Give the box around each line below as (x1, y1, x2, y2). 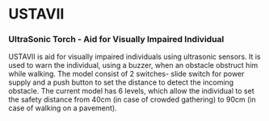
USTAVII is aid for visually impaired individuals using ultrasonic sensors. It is (8, 52, 261, 61)
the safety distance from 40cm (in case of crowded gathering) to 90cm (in (8, 94, 256, 105)
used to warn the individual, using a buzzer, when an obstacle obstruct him (8, 60, 258, 70)
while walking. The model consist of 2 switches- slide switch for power (8, 69, 245, 79)
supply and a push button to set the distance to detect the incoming (8, 77, 234, 87)
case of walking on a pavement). (8, 103, 117, 113)
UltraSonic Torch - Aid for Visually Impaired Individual (8, 34, 225, 45)
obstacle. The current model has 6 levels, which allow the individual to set (8, 86, 254, 96)
